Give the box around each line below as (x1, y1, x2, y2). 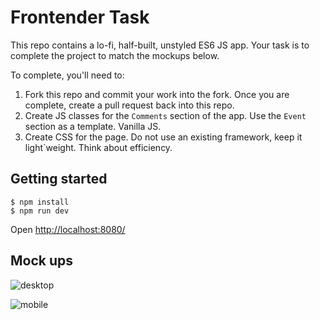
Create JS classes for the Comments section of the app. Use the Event (24, 109, 307, 121)
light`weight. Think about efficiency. (24, 141, 173, 153)
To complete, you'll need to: (10, 69, 125, 81)
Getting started (10, 171, 108, 188)
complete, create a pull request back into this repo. (24, 99, 235, 111)
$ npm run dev (10, 206, 70, 216)
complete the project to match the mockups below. (10, 49, 220, 61)
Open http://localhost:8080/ (10, 223, 126, 235)
